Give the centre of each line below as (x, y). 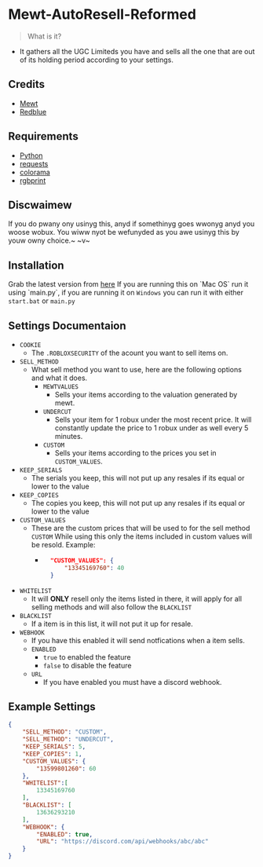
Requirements (43, 136)
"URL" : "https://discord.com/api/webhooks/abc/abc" (123, 842)
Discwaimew (40, 205)
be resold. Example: (63, 545)
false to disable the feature (87, 665)
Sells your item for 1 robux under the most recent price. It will (153, 419)
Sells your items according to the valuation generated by (146, 395)
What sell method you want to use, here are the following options (136, 369)
